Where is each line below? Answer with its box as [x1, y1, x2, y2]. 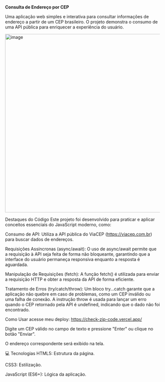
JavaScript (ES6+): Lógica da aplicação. [5, 371, 86, 377]
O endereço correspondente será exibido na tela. [5, 341, 105, 346]
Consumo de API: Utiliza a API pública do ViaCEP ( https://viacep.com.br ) [5, 231, 152, 237]
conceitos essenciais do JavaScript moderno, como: [5, 222, 111, 228]
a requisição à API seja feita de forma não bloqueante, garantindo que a [5, 251, 150, 257]
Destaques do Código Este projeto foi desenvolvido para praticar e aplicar [5, 216, 155, 222]
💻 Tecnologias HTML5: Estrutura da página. [5, 351, 95, 356]
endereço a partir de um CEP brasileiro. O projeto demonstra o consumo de [5, 19, 158, 25]
